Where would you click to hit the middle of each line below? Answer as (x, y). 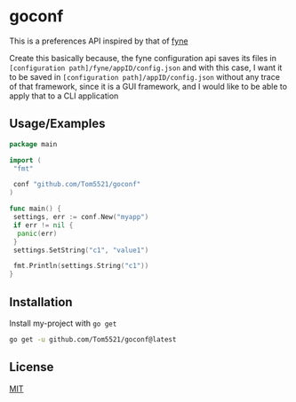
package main (33, 144)
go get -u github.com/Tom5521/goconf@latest (93, 339)
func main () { (36, 209)
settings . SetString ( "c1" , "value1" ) (81, 250)
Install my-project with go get (63, 323)
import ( (25, 160)
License (32, 367)
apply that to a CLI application (64, 96)
